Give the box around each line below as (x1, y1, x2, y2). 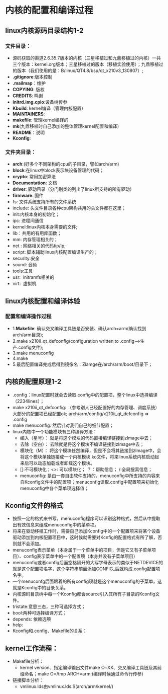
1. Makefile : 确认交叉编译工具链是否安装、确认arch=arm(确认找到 (12, 325, 146, 331)
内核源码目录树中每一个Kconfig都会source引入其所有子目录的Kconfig (12, 591, 155, 597)
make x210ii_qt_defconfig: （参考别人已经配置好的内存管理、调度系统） (12, 404, 160, 410)
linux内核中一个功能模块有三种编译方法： (12, 428, 97, 434)
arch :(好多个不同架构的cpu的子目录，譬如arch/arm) (12, 161, 119, 167)
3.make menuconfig (12, 350, 54, 356)
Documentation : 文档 (12, 180, 57, 186)
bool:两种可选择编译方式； (12, 610, 67, 616)
